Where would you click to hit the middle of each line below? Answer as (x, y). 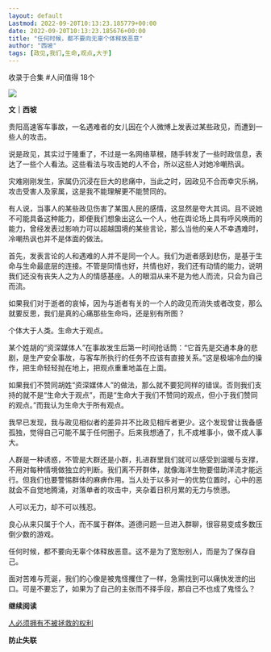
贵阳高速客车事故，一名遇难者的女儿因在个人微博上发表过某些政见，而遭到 (132, 127)
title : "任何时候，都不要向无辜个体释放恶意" (76, 38)
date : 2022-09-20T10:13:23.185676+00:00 (77, 31)
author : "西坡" (33, 46)
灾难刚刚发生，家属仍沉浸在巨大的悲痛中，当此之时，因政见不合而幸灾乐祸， (135, 181)
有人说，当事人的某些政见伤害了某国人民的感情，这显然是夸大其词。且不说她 (135, 208)
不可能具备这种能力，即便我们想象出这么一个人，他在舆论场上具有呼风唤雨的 (135, 218)
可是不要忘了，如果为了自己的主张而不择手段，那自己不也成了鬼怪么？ (139, 589)
